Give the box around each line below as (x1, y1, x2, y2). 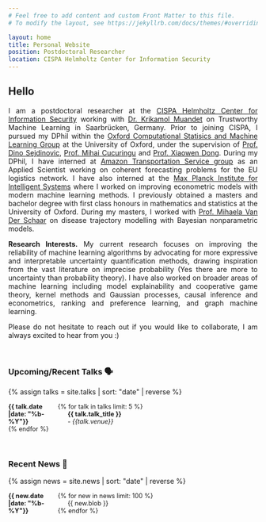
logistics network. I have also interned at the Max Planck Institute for (8, 173, 258, 182)
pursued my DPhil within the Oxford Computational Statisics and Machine (8, 131, 258, 140)
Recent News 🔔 (8, 458, 68, 469)
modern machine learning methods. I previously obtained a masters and (8, 190, 258, 199)
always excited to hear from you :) (8, 330, 120, 340)
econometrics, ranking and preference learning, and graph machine (8, 298, 258, 308)
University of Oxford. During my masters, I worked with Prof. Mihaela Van (8, 207, 258, 217)
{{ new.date (8, 492, 44, 500)
